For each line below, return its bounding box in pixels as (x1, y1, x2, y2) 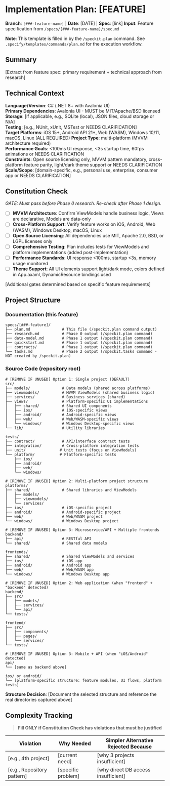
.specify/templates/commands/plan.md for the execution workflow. (5, 40, 143, 47)
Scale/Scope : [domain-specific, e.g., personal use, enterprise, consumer (5, 167, 158, 173)
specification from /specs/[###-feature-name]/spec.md (5, 25, 119, 31)
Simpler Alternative (105, 736, 154, 743)
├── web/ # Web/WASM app (5, 567, 94, 572)
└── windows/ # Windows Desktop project (5, 518, 119, 523)
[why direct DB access (97, 766, 151, 773)
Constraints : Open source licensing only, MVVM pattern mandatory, (5, 156, 148, 162)
